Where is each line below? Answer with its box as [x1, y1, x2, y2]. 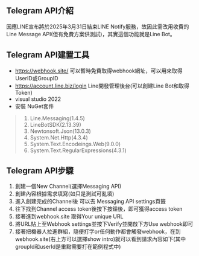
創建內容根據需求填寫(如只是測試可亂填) [14, 190, 115, 197]
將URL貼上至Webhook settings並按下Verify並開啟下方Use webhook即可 [14, 220, 194, 228]
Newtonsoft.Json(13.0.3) [30, 127, 92, 135]
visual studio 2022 [14, 95, 62, 103]
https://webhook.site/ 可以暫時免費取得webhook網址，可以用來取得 [14, 67, 183, 74]
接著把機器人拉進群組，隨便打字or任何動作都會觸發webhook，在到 [14, 228, 181, 235]
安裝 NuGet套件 [14, 102, 54, 110]
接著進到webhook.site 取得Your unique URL [14, 213, 124, 220]
